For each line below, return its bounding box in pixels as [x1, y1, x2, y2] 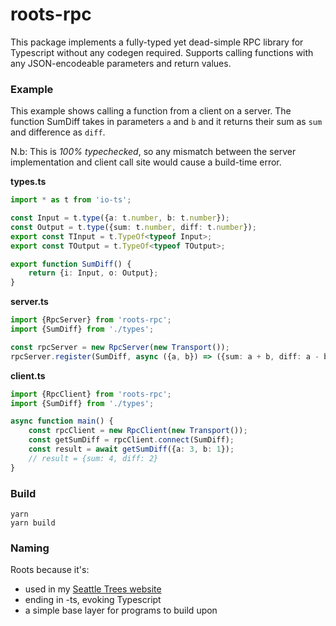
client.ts [10, 369, 46, 382]
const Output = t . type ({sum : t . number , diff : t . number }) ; [10, 222, 257, 232]
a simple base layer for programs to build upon [24, 604, 218, 617]
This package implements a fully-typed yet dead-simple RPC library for [10, 36, 304, 48]
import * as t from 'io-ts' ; [10, 195, 132, 205]
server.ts [10, 296, 49, 308]
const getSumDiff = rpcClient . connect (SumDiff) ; [28, 435, 235, 445]
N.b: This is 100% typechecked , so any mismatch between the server [10, 146, 297, 158]
